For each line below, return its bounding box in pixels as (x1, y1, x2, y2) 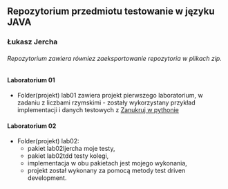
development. (27, 174, 67, 182)
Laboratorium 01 (7, 75, 55, 84)
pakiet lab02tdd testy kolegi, (27, 152, 109, 160)
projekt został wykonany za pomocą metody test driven (27, 166, 186, 175)
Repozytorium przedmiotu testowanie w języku (7, 6, 215, 17)
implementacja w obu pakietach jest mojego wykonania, (27, 159, 188, 168)
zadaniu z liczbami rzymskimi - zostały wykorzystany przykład (17, 98, 196, 107)
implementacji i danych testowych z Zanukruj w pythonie (17, 106, 180, 114)
